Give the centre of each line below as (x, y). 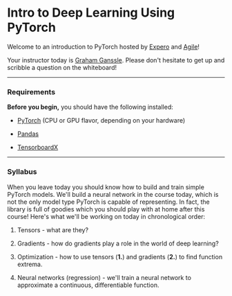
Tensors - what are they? (52, 229)
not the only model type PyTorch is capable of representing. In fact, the (108, 202)
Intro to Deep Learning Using (91, 13)
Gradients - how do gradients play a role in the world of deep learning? (118, 243)
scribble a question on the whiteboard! (62, 67)
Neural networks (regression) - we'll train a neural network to (104, 277)
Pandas (28, 134)
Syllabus (22, 172)
